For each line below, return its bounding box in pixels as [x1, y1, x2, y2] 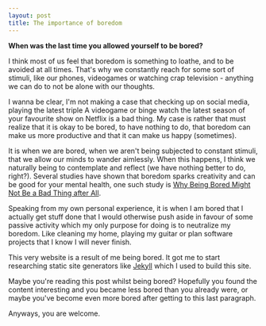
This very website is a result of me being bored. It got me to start [8, 252, 221, 262]
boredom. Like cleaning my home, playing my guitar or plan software [8, 228, 233, 238]
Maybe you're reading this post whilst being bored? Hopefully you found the [8, 276, 258, 286]
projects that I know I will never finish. [8, 237, 133, 247]
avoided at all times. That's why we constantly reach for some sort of [8, 64, 234, 74]
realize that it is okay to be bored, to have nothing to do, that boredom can [8, 122, 251, 132]
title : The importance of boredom [8, 19, 123, 27]
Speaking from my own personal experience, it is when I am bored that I [8, 203, 244, 213]
